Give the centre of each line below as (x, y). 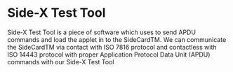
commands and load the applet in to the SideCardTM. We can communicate (117, 39)
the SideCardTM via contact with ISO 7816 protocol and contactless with (112, 47)
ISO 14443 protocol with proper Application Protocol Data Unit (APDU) (109, 55)
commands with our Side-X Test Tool (61, 62)
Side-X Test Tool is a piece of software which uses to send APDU (102, 32)
